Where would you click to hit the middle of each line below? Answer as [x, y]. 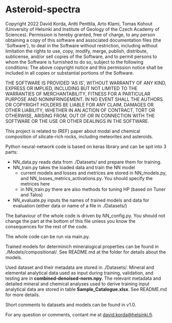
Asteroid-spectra [43, 10]
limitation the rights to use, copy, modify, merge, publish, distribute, [77, 51]
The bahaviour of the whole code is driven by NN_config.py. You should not [85, 216]
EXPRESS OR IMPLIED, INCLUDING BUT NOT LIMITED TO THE [71, 88]
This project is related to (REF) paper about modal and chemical [73, 131]
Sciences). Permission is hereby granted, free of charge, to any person [80, 34]
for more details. [23, 295]
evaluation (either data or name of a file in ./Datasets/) [70, 205]
